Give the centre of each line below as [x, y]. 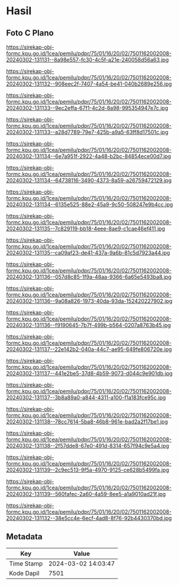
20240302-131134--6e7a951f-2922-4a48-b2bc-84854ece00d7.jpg [89, 156]
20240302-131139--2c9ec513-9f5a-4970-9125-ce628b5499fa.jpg [88, 470]
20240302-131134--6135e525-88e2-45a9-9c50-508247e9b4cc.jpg [89, 204]
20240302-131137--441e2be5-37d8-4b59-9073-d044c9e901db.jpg [89, 373]
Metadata [24, 537]
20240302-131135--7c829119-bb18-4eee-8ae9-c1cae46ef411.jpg [86, 229]
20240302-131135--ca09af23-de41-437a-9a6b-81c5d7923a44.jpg [88, 253]
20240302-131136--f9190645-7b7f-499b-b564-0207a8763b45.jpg [89, 325]
